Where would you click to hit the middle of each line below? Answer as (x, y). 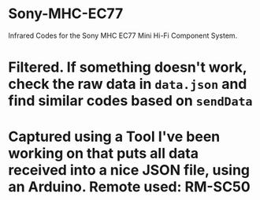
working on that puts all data (104, 154)
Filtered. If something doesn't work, (128, 67)
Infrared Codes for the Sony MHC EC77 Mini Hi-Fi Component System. (123, 35)
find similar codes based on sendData (130, 101)
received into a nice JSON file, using (129, 170)
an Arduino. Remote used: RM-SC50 (129, 187)
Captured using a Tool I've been (114, 137)
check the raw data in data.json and (128, 84)
